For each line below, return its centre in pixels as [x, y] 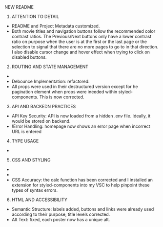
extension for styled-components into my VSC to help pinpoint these [81, 185]
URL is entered [27, 131]
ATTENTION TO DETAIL [35, 16]
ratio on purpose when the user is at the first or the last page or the [79, 42]
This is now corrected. [62, 97]
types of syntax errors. [35, 190]
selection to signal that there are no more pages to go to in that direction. [85, 47]
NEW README [19, 7]
